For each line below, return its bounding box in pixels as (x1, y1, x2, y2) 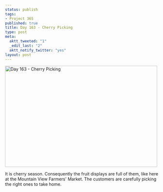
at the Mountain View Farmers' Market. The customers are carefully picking (5, 176, 157, 182)
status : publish (5, 7, 38, 12)
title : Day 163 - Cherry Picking (5, 25, 73, 30)
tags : (5, 12, 16, 17)
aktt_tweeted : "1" (9, 39, 47, 44)
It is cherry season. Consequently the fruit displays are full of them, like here (5, 171, 159, 177)
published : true (5, 20, 38, 26)
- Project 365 (5, 16, 34, 21)
